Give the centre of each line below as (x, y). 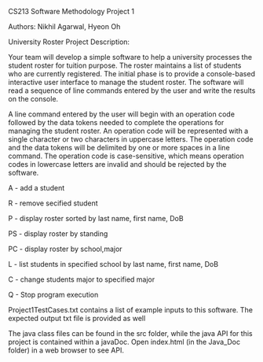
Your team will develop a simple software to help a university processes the (130, 57)
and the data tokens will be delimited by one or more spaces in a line (119, 148)
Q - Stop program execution (53, 295)
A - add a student (37, 188)
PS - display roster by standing (58, 234)
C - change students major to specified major (82, 279)
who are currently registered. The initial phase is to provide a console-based (131, 74)
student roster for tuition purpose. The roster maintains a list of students (125, 65)
